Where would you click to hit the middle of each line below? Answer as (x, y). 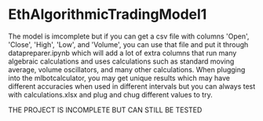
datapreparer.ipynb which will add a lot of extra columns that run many (122, 53)
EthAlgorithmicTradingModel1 (108, 15)
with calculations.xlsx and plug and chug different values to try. (111, 94)
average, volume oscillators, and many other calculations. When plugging (127, 69)
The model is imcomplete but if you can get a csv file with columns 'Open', (129, 36)
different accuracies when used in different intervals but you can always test (132, 86)
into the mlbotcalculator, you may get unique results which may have (119, 78)
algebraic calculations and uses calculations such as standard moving (121, 61)
